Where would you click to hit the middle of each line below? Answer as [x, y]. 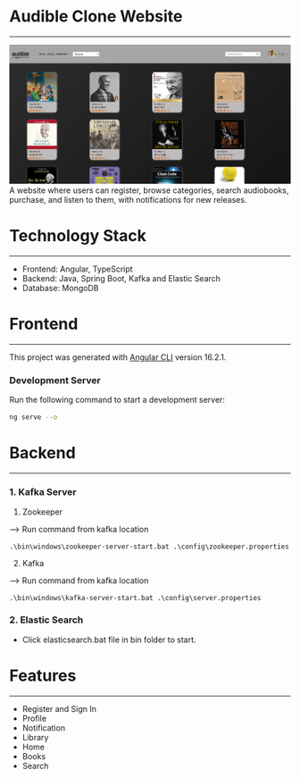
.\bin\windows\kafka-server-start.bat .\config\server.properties [135, 598]
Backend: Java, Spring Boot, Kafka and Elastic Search [121, 279]
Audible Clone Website [96, 17]
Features [43, 675]
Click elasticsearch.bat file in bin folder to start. [109, 640]
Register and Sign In [59, 708]
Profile [34, 718]
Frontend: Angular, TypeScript [77, 269]
